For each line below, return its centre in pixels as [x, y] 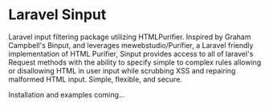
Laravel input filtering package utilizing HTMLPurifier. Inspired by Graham [130, 37]
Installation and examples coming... [67, 94]
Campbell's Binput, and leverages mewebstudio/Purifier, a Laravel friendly [131, 45]
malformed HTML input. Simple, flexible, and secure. [96, 79]
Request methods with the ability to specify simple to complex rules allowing [135, 62]
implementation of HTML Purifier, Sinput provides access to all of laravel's [131, 53]
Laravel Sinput [57, 15]
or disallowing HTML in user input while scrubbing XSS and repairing [122, 70]
